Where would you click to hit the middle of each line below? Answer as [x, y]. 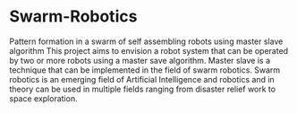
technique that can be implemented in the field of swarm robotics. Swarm [145, 70]
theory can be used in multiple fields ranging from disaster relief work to [142, 89]
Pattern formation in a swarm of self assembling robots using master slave [146, 41]
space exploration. [43, 98]
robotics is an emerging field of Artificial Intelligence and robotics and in [142, 79]
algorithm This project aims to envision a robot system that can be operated [149, 50]
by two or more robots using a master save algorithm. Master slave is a [140, 60]
